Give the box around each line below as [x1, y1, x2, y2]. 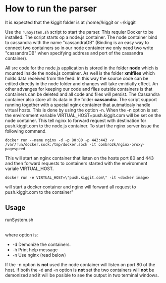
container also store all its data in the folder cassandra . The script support [5, 96, 157, 102]
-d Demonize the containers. [12, 241, 71, 247]
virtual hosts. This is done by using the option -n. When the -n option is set [5, 107, 158, 113]
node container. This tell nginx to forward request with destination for [5, 117, 147, 123]
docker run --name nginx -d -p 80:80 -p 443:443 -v [5, 137, 114, 143]
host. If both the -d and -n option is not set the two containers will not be [5, 267, 155, 273]
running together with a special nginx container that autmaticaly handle [5, 102, 151, 108]
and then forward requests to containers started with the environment [5, 160, 148, 166]
